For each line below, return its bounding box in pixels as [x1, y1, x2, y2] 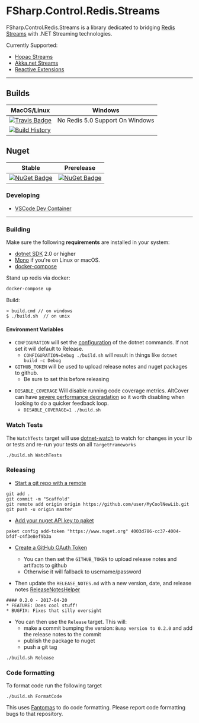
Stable [21, 163, 40, 172]
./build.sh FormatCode [6, 693, 62, 700]
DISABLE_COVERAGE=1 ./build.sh [23, 407, 101, 413]
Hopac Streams [14, 53, 53, 60]
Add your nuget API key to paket [14, 516, 94, 524]
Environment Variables [6, 325, 64, 333]
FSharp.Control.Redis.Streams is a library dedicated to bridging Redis [6, 24, 175, 31]
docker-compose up [6, 286, 52, 292]
